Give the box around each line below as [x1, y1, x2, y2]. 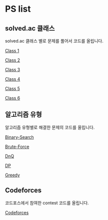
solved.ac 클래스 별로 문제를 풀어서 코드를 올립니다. [5, 38, 104, 44]
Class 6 [5, 95, 20, 101]
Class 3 [5, 67, 20, 72]
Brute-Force [5, 143, 30, 150]
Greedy [5, 172, 20, 178]
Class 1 [5, 48, 19, 53]
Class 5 [5, 86, 20, 91]
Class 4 [5, 76, 20, 82]
